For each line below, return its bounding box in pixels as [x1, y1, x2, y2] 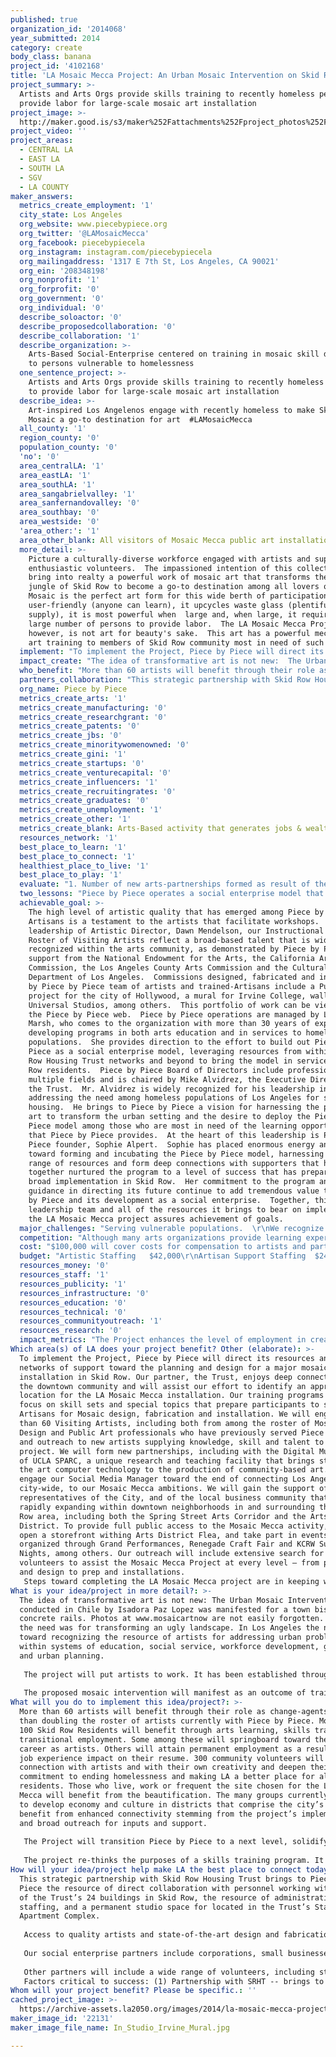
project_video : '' [10, 126, 87, 136]
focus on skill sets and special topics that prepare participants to [19, 1400, 320, 1410]
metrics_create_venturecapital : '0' [19, 767, 172, 778]
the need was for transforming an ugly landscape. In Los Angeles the [19, 1623, 320, 1633]
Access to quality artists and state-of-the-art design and [23, 1930, 280, 1940]
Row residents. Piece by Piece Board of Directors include [28, 1065, 284, 1075]
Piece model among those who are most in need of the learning [28, 1121, 298, 1131]
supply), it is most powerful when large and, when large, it [28, 609, 298, 620]
